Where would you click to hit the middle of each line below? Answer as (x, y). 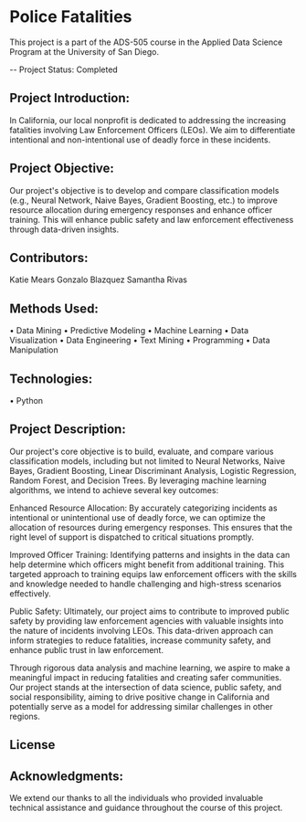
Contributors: (49, 258)
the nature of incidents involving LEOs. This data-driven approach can (142, 630)
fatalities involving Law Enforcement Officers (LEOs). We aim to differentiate (153, 130)
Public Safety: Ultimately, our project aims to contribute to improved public (150, 611)
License (32, 745)
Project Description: (68, 430)
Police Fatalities (71, 17)
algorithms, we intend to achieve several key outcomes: (114, 490)
